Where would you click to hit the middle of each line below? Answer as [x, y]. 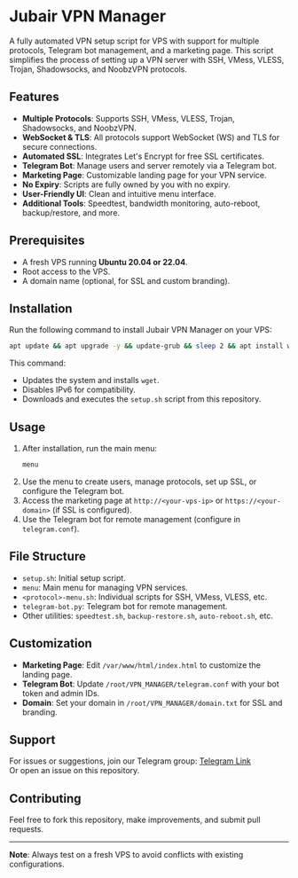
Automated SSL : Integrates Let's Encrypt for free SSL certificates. [143, 156]
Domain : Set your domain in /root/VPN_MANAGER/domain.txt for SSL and [152, 702]
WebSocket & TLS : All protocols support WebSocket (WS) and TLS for [151, 137]
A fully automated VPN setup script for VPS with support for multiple [134, 41]
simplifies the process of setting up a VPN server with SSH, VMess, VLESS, [147, 59]
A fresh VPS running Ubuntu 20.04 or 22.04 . [105, 262]
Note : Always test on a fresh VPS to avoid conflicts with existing [126, 855]
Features [34, 97]
